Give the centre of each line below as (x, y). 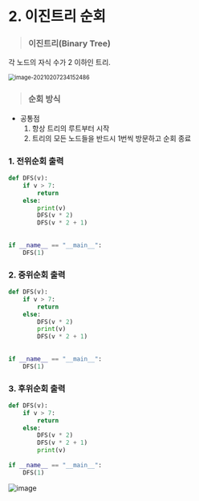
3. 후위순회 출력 (37, 388)
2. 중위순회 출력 (37, 275)
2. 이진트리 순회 (57, 16)
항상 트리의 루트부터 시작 (71, 128)
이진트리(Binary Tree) (69, 43)
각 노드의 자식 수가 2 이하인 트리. (59, 63)
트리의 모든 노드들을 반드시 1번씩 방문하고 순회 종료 (112, 138)
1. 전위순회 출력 (36, 161)
